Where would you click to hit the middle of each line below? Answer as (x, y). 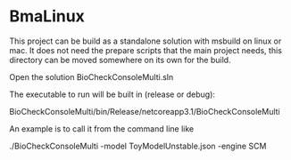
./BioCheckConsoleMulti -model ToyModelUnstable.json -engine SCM (138, 146)
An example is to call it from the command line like (102, 128)
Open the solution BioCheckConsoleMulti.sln (91, 76)
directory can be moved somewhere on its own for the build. (120, 60)
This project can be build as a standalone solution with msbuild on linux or (145, 41)
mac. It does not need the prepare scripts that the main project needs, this (146, 50)
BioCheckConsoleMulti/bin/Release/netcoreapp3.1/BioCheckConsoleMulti (145, 111)
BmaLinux (47, 16)
